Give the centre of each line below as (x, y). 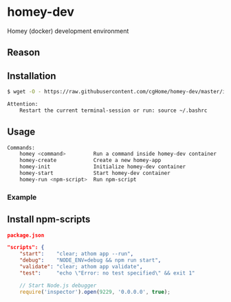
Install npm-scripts (49, 219)
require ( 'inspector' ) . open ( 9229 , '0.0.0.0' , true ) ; (95, 292)
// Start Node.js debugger (58, 286)
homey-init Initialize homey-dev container (103, 167)
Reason (24, 53)
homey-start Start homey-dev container (95, 173)
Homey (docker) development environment (68, 31)
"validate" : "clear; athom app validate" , (81, 267)
